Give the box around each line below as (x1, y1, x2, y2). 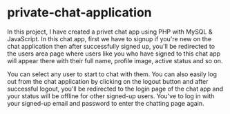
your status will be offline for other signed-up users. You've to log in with (7, 91, 215, 100)
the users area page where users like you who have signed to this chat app (7, 49, 221, 58)
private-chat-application (7, 5, 152, 21)
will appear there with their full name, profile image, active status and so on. (7, 56, 223, 65)
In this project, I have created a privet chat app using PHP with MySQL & (7, 27, 213, 36)
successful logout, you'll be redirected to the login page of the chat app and (7, 84, 224, 93)
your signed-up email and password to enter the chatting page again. (7, 99, 204, 107)
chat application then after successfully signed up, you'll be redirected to (7, 42, 215, 50)
